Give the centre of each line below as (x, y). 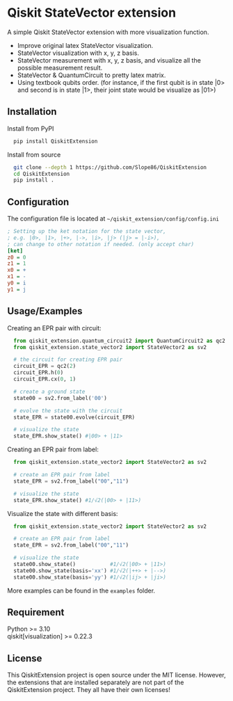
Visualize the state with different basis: (63, 513)
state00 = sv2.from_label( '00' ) (61, 398)
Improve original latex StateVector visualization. (85, 45)
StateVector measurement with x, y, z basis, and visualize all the (109, 60)
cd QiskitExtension (42, 174)
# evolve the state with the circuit (68, 411)
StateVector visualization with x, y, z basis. (78, 53)
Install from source (34, 154)
